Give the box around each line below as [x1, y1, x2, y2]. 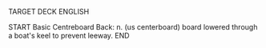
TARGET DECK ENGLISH [8, 7, 90, 16]
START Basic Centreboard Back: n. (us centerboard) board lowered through [8, 22, 258, 31]
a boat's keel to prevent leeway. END [8, 31, 130, 40]
